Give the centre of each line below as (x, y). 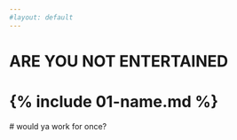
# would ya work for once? (58, 126)
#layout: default (41, 17)
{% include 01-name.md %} (114, 102)
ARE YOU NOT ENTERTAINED (119, 61)
